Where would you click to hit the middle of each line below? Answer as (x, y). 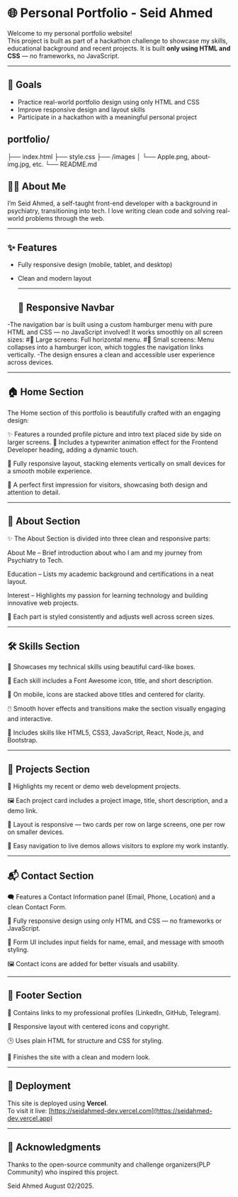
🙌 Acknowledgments (54, 1148)
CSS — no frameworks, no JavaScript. (63, 55)
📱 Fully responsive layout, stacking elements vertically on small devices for (117, 463)
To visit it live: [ (29, 1110)
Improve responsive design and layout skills (81, 109)
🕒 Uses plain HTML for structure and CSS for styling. (85, 1040)
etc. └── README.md (65, 164)
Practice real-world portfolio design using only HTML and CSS (108, 102)
